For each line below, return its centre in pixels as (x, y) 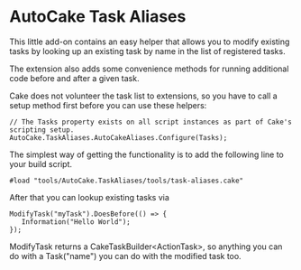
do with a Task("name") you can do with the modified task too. (125, 256)
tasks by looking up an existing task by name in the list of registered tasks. (147, 51)
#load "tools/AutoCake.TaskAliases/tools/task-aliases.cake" (127, 181)
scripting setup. (42, 130)
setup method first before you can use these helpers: (108, 105)
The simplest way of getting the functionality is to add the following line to (146, 154)
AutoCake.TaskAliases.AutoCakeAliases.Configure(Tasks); (119, 137)
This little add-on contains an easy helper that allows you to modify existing (150, 42)
